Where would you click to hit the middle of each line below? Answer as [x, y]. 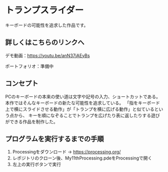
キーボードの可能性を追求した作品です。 [47, 25]
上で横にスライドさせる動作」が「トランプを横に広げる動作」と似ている [80, 109]
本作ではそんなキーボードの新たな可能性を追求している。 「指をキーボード [83, 103]
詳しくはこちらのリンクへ [45, 42]
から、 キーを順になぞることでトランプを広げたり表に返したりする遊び [87, 115]
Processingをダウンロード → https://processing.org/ [67, 152]
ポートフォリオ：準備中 [29, 66]
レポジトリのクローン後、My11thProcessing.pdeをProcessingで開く [82, 158]
